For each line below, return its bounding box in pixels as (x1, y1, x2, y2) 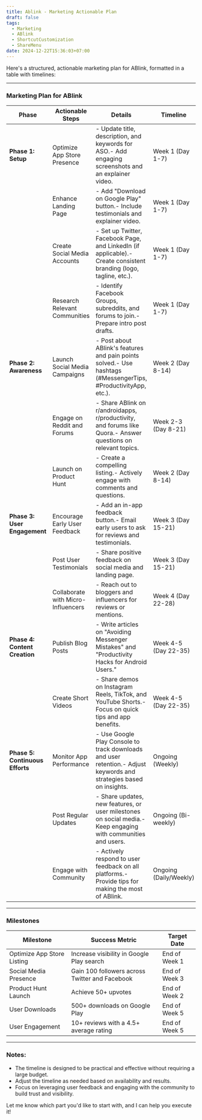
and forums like (95, 421, 139, 430)
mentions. (95, 610, 124, 619)
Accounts (52, 257, 80, 265)
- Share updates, (95, 793, 144, 801)
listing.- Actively (95, 469, 142, 477)
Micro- (66, 595, 86, 604)
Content (9, 643, 33, 651)
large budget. (14, 1071, 49, 1078)
